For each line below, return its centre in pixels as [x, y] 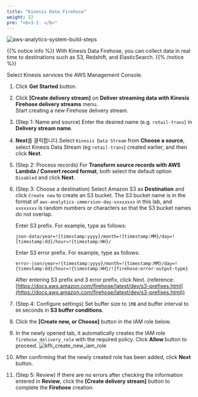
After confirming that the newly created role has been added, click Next [103, 357]
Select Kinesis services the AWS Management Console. [75, 75]
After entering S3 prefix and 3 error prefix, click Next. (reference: [95, 280]
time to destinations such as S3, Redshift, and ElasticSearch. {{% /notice [95, 57]
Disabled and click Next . [45, 178]
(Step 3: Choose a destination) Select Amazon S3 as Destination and [100, 189]
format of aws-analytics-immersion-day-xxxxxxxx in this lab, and [94, 201]
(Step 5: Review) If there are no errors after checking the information [99, 375]
